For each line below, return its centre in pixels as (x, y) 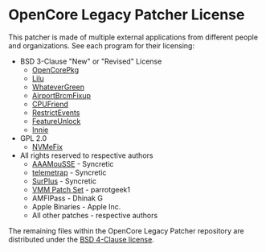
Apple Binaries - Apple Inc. (76, 206)
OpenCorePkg (55, 69)
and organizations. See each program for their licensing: (102, 45)
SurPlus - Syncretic (64, 181)
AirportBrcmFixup (61, 95)
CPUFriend (50, 104)
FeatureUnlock (56, 121)
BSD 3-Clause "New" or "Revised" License (91, 61)
